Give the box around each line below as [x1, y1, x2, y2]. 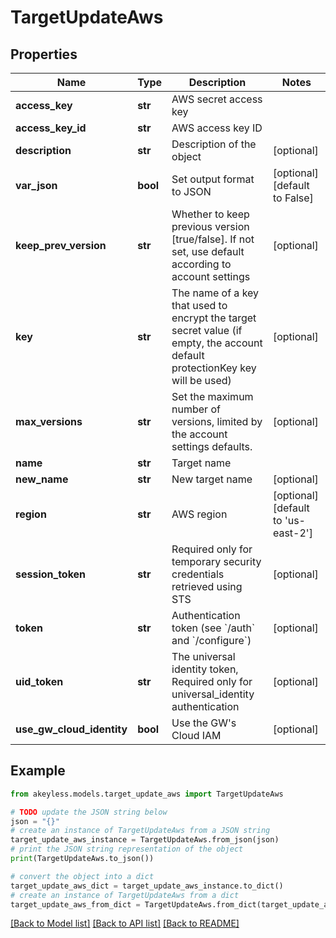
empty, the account [171, 336, 263, 350]
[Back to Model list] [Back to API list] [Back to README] [10, 917, 240, 930]
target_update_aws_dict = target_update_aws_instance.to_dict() [10, 881, 284, 891]
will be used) [171, 374, 232, 387]
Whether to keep [171, 207, 250, 221]
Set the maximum [171, 390, 254, 403]
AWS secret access [171, 92, 263, 106]
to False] [272, 191, 314, 205]
